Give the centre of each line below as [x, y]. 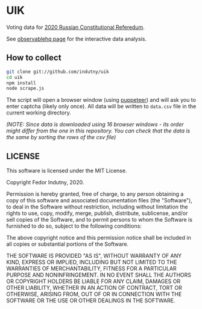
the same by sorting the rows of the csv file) [61, 137]
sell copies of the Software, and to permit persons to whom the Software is [99, 220]
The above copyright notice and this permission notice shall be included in [99, 238]
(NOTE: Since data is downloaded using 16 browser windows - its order [95, 125]
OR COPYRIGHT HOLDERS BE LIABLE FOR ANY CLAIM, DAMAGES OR [93, 281]
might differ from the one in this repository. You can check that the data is [98, 131]
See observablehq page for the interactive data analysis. [76, 39]
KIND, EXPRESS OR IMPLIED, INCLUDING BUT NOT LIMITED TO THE [92, 262]
